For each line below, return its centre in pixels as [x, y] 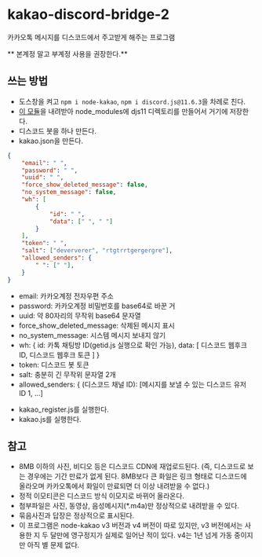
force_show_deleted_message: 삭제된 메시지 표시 [97, 325]
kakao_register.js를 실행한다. [64, 409]
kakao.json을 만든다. [51, 141]
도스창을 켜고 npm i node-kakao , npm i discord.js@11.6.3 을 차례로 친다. [132, 101]
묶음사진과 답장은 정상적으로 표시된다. [76, 515]
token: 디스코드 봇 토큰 [54, 365]
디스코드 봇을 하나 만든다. [58, 130]
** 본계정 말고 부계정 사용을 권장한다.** [67, 53]
